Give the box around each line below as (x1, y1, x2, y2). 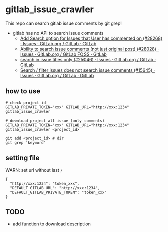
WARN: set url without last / (5, 167, 63, 173)
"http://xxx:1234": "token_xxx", (10, 181, 80, 186)
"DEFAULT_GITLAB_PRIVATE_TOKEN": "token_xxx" (10, 190, 107, 195)
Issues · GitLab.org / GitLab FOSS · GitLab (20, 51, 107, 57)
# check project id (5, 100, 46, 105)
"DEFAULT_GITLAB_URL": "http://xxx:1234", (10, 185, 100, 190)
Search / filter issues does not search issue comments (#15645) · (20, 67, 155, 73)
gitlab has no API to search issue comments (12, 30, 104, 36)
